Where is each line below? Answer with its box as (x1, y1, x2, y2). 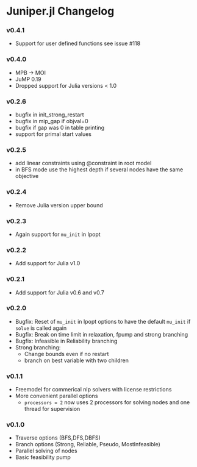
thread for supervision (24, 405, 81, 413)
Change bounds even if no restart (24, 350, 109, 357)
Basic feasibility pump (15, 454, 71, 461)
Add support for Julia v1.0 (15, 260, 81, 267)
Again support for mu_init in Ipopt (15, 230, 101, 238)
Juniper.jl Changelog (6, 4, 115, 18)
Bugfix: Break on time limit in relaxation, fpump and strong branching (15, 330, 188, 338)
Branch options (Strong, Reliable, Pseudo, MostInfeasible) (15, 441, 160, 448)
